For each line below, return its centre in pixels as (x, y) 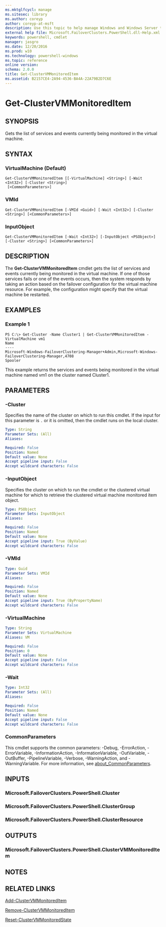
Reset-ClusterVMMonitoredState (38, 920)
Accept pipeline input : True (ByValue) (46, 541)
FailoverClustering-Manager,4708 (40, 356)
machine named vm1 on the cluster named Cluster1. (58, 375)
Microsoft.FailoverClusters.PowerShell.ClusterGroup (70, 806)
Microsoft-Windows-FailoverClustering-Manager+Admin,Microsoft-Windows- (82, 352)
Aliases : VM (17, 637)
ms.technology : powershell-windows (42, 56)
